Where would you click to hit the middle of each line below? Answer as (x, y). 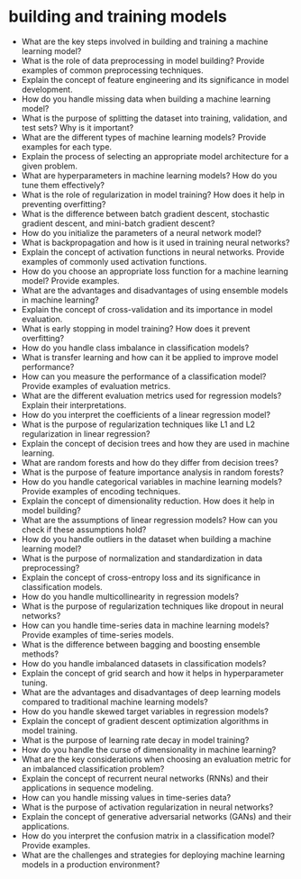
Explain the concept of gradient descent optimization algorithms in (145, 720)
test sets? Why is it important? (78, 127)
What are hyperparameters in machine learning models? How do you (149, 175)
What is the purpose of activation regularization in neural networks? (147, 807)
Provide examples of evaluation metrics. (96, 385)
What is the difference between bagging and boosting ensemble (141, 644)
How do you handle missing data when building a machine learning (146, 99)
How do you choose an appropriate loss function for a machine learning (155, 271)
